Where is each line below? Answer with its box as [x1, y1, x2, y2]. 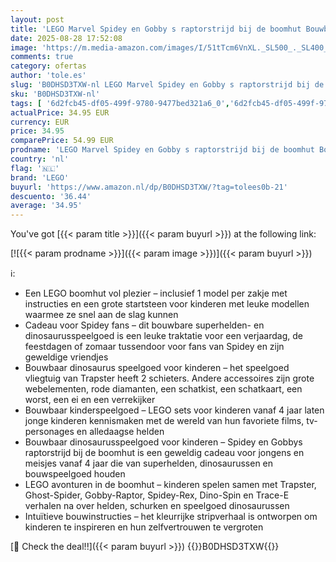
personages [24, 426, 75, 438]
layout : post [10, 14, 65, 25]
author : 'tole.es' [10, 71, 87, 81]
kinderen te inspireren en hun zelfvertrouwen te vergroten [24, 521, 264, 533]
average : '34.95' [10, 201, 83, 211]
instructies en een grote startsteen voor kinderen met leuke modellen [24, 298, 310, 310]
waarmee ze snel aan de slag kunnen [24, 309, 179, 321]
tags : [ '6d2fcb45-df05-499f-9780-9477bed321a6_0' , [10, 98, 230, 108]
